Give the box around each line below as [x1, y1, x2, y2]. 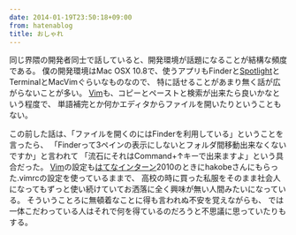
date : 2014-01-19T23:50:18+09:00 [9, 12, 133, 22]
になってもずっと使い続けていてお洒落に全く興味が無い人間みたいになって [9, 184, 279, 194]
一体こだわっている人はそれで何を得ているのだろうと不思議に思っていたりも [9, 206, 287, 216]
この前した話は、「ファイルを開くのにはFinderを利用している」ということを [9, 129, 285, 140]
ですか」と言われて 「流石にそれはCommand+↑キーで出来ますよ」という [9, 151, 277, 162]
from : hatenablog [9, 21, 73, 30]
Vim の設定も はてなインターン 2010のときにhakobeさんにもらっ [49, 162, 279, 172]
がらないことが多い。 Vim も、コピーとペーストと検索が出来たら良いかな [9, 87, 273, 98]
